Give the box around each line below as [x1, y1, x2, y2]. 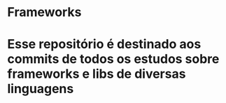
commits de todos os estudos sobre [7, 51, 220, 67]
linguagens [7, 81, 74, 97]
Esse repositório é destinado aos [7, 36, 202, 53]
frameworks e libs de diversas [7, 66, 186, 82]
